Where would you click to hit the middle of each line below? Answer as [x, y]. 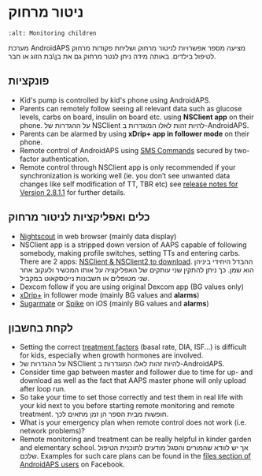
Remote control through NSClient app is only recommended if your [127, 167]
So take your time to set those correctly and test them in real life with [131, 397]
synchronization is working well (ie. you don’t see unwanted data [125, 175]
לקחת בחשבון [41, 328]
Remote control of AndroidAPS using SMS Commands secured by [126, 150]
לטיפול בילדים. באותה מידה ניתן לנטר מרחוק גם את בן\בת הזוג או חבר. [112, 56]
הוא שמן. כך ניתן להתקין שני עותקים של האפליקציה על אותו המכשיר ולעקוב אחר [137, 270]
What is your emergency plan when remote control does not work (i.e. [133, 422]
